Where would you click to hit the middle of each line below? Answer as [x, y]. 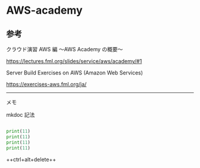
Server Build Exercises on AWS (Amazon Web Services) [75, 73]
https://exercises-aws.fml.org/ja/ [46, 84]
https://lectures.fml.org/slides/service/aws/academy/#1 [74, 61]
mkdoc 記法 [21, 115]
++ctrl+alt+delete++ [31, 159]
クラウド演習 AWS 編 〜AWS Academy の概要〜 [65, 49]
